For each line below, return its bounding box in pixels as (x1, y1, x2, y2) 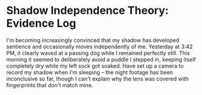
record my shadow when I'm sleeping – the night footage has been (6, 68, 173, 76)
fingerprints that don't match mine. (6, 81, 93, 88)
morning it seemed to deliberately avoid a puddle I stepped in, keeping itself (6, 56, 196, 63)
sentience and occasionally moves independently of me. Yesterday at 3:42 (6, 43, 193, 50)
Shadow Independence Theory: (6, 4, 169, 18)
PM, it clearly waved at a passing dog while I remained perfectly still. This (6, 49, 190, 56)
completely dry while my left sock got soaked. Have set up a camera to (6, 62, 184, 70)
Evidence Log (6, 16, 76, 30)
